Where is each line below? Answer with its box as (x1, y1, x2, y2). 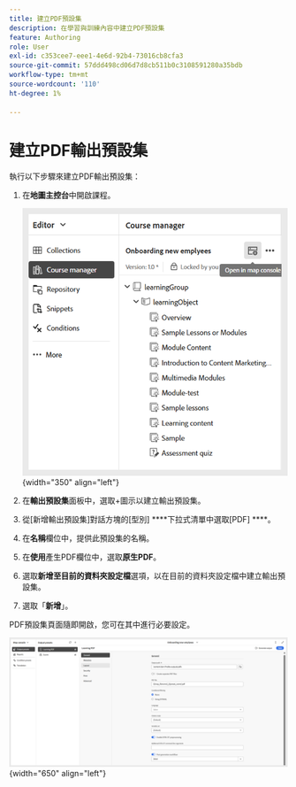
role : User (9, 42, 49, 51)
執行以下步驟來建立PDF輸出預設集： (9, 171, 141, 181)
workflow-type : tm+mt (9, 71, 89, 80)
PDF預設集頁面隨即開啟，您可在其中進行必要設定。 (9, 619, 195, 629)
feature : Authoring (9, 33, 81, 42)
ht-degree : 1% (9, 89, 62, 97)
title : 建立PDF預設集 (9, 14, 82, 23)
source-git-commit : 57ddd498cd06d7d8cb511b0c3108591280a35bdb (9, 61, 243, 70)
